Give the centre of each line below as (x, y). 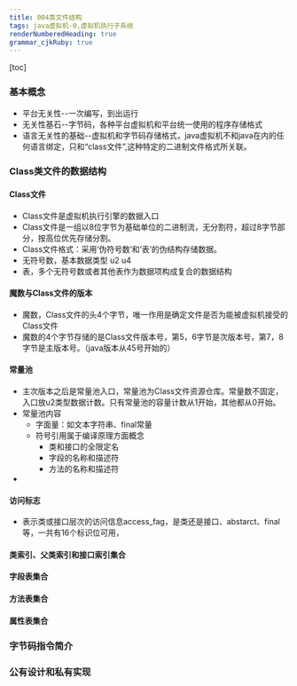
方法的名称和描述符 (84, 469)
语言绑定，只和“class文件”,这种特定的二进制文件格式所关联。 (141, 146)
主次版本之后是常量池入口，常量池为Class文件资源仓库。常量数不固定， (152, 391)
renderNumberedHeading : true (63, 34)
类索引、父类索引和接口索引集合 (67, 555)
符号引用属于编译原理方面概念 (90, 436)
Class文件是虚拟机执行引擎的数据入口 (90, 216)
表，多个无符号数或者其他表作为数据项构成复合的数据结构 (127, 271)
